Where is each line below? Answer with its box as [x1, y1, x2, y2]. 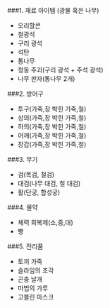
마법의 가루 [17, 284, 49, 292]
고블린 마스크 [17, 293, 54, 301]
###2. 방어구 [7, 89, 44, 98]
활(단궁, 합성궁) [17, 188, 61, 197]
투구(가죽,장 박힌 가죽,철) [17, 105, 87, 113]
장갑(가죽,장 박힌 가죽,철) [17, 141, 87, 148]
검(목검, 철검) [17, 170, 55, 179]
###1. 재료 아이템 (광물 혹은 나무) [7, 6, 99, 14]
